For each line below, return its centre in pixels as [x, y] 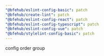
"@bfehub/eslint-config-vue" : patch [44, 29]
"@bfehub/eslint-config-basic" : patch [46, 10]
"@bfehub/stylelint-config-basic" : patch [50, 34]
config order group [25, 48]
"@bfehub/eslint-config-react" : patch [46, 19]
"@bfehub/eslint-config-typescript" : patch [52, 24]
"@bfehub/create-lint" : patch [37, 15]
